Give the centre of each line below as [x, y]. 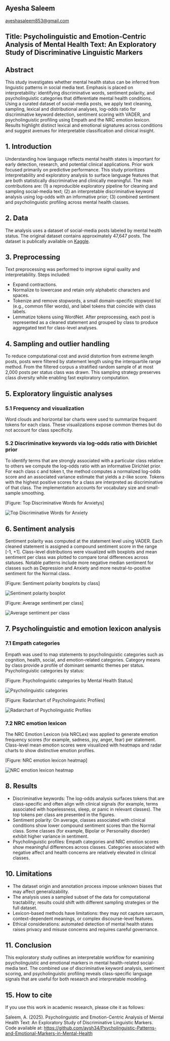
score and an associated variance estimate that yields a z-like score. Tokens [85, 477]
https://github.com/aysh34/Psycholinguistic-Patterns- [100, 1028]
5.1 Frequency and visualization [45, 408]
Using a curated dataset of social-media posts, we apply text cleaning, [79, 104]
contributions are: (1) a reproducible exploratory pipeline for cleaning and [81, 186]
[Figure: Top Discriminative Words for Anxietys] [55, 503]
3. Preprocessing [33, 257]
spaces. [21, 295]
